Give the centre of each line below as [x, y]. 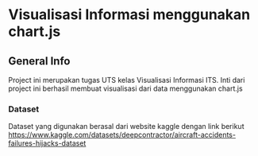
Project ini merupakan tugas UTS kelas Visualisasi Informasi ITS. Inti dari [127, 80]
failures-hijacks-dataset [47, 143]
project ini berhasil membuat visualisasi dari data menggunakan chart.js [126, 88]
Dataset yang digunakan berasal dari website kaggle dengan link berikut [126, 127]
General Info [39, 61]
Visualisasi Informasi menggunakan [129, 15]
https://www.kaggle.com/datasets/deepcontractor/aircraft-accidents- [122, 135]
